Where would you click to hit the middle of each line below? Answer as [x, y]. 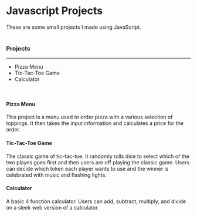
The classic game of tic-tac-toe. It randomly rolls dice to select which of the [98, 156]
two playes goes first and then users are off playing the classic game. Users [98, 162]
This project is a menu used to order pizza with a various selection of [89, 117]
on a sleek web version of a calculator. [52, 207]
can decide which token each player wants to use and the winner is [87, 168]
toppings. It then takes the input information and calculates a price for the [95, 123]
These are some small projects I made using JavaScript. [74, 27]
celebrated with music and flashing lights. [56, 175]
